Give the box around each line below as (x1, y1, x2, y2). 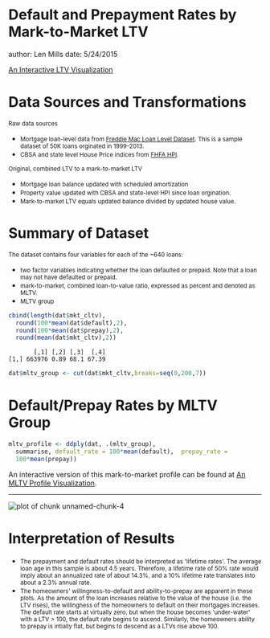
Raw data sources (8, 119, 59, 128)
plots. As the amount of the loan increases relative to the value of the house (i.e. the (19, 594, 252, 602)
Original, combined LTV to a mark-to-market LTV (8, 165, 143, 173)
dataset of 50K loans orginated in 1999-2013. (19, 142, 145, 150)
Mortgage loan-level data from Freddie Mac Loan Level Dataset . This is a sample (19, 135, 243, 143)
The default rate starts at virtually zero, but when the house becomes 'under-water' (19, 608, 251, 616)
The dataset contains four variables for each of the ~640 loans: (8, 251, 183, 259)
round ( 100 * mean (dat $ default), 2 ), (15, 319, 128, 327)
